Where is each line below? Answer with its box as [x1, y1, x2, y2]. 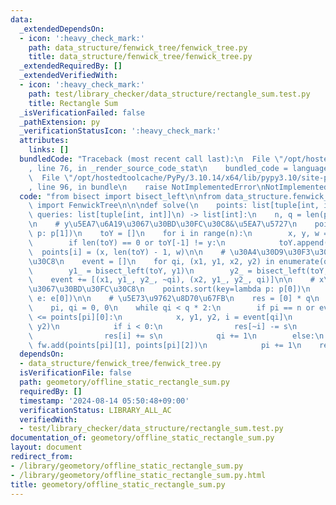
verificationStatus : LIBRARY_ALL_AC [19, 405, 172, 415]
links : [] [28, 145, 70, 155]
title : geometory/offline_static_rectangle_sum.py [10, 479, 226, 490]
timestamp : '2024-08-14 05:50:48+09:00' [19, 396, 190, 406]
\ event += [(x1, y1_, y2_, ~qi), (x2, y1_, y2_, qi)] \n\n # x [28, 275, 325, 285]
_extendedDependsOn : [19, 24, 105, 34]
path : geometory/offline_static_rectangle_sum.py [19, 377, 230, 387]
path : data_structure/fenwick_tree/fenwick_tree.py [28, 42, 248, 53]
